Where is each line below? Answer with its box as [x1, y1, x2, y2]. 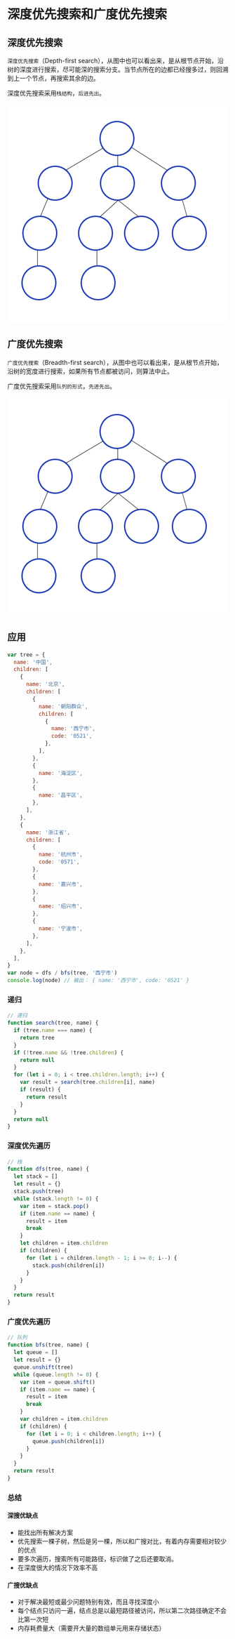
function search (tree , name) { [7, 1019, 99, 1027]
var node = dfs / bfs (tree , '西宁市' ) [7, 969, 118, 976]
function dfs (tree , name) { [7, 1166, 90, 1173]
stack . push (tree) [13, 1188, 65, 1195]
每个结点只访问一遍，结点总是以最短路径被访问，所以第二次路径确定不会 [17, 1607, 227, 1615]
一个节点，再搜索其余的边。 [19, 74, 100, 82]
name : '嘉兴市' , [38, 880, 83, 888]
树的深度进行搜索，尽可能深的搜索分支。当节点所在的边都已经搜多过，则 [7, 65, 216, 74]
